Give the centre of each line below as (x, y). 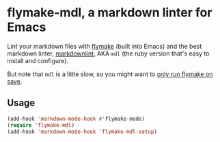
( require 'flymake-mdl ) (41, 125)
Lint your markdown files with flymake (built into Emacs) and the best (105, 46)
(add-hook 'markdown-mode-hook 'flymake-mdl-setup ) (82, 132)
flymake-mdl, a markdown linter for (110, 13)
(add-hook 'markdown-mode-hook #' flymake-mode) (76, 119)
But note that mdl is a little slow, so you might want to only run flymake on (110, 74)
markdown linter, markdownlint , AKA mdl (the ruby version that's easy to (108, 54)
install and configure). (38, 60)
